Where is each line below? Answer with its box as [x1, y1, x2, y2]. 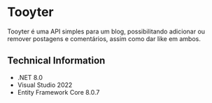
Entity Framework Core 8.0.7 [17, 88, 100, 96]
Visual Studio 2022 [17, 81, 73, 89]
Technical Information [7, 55, 106, 67]
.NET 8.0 [17, 73, 43, 81]
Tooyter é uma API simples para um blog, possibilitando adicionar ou [7, 27, 205, 35]
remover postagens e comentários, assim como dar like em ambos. [7, 34, 202, 42]
